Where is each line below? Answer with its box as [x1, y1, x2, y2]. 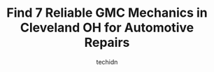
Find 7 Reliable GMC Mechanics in [6, 5, 208, 21]
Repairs [84, 35, 130, 50]
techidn [96, 57, 118, 66]
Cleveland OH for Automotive [20, 20, 194, 36]
